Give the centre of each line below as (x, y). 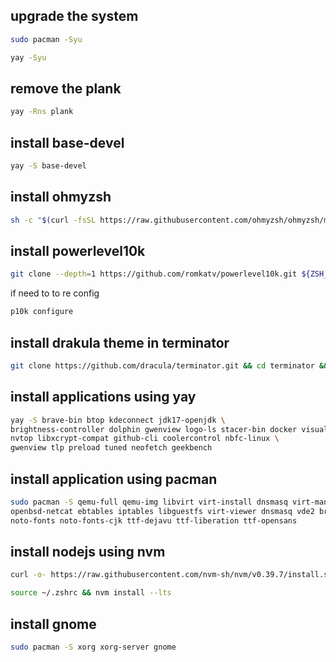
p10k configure (42, 312)
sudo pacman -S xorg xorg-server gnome (93, 647)
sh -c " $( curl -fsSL (53, 220)
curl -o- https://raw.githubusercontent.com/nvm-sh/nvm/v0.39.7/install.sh (171, 575)
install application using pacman (114, 479)
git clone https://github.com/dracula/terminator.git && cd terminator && (169, 366)
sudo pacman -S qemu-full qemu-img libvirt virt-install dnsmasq (149, 502)
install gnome (53, 624)
